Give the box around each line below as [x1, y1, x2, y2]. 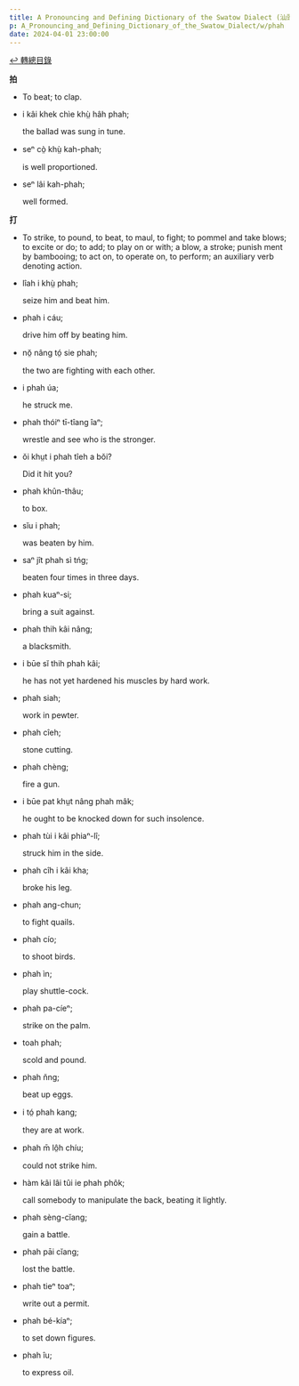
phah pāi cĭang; [21, 1246, 79, 1257]
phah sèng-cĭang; [21, 1212, 87, 1223]
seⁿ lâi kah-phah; [21, 179, 85, 189]
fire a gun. [21, 779, 61, 790]
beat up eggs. [21, 1089, 74, 1100]
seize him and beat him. [21, 295, 110, 306]
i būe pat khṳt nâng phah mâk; [21, 796, 134, 807]
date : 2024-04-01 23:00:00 [9, 29, 109, 38]
